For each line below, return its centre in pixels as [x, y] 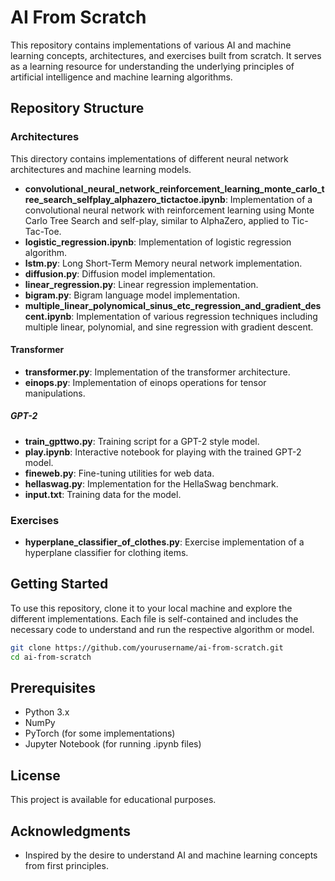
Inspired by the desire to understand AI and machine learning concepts [171, 855]
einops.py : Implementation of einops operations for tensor [145, 382]
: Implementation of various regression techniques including [194, 316]
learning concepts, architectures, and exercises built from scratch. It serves [166, 55]
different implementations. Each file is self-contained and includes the [154, 618]
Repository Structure [77, 108]
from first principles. [66, 866]
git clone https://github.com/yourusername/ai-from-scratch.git [147, 647]
